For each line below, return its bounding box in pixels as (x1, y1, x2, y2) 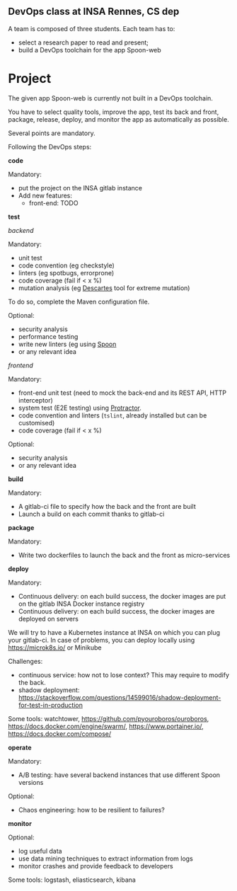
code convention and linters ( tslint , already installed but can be (18, 410, 207, 420)
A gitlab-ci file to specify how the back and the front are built (18, 502, 197, 510)
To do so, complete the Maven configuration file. (8, 297, 150, 306)
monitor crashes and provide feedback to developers (18, 861, 173, 870)
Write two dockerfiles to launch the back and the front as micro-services (18, 551, 231, 559)
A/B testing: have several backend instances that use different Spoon (18, 771, 221, 779)
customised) (18, 418, 55, 427)
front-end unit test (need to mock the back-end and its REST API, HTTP (18, 389, 227, 397)
